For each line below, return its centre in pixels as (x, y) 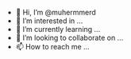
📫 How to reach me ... (52, 47)
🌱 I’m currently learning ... (58, 29)
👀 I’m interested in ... (49, 21)
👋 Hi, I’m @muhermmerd (56, 12)
